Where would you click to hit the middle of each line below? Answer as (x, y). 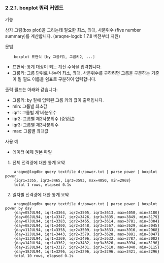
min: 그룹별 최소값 (30, 106)
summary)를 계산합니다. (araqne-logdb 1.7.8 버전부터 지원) (63, 36)
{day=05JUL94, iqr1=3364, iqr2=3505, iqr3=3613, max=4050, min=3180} (87, 213)
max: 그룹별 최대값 (30, 131)
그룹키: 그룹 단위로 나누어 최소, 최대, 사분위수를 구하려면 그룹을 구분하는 (81, 73)
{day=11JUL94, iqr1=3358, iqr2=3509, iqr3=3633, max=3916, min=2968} (87, 230)
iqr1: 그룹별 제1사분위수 (34, 113)
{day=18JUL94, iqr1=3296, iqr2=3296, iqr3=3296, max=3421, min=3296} (87, 252)
